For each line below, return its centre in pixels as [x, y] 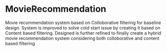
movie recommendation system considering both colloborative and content [82, 38]
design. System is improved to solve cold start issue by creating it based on [83, 27]
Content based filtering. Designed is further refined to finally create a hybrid [83, 33]
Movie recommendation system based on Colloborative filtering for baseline [83, 23]
